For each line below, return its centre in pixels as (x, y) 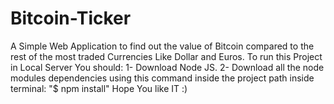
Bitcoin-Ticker (71, 18)
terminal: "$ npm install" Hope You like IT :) (99, 88)
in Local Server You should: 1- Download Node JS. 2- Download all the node (167, 67)
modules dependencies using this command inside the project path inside (162, 78)
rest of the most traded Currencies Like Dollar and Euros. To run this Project (166, 56)
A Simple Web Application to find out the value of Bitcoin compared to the (162, 46)
